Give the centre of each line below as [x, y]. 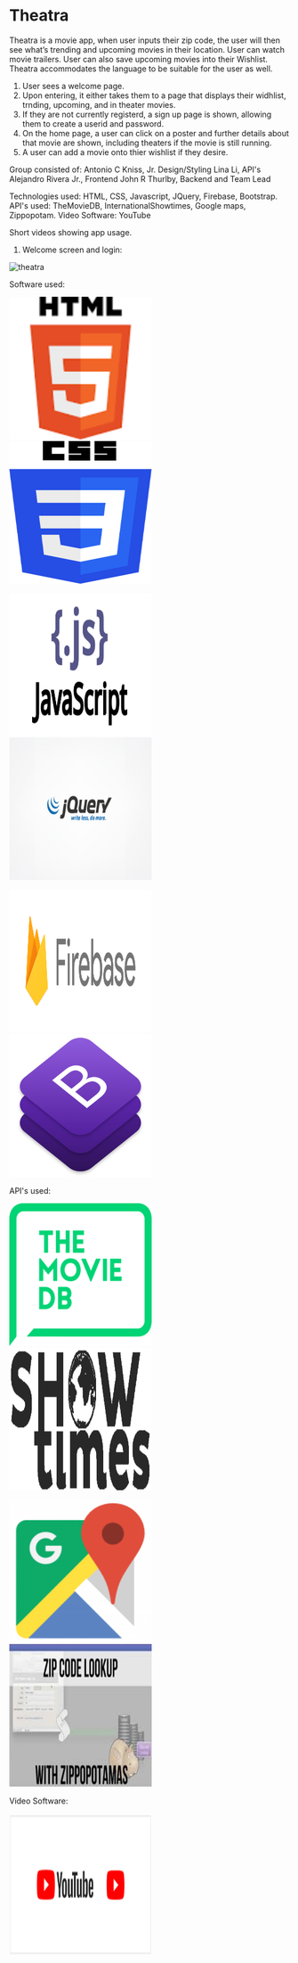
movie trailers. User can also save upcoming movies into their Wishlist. [139, 59]
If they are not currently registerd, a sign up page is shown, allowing [147, 114]
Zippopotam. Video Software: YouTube [80, 215]
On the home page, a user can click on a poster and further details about [155, 133]
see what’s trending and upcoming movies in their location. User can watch [147, 49]
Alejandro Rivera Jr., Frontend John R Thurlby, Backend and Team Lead [140, 178]
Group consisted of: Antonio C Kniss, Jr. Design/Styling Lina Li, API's [135, 169]
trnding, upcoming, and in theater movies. [99, 104]
